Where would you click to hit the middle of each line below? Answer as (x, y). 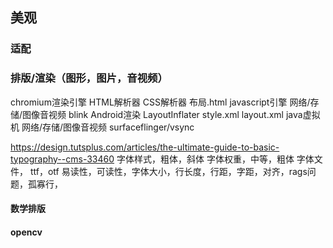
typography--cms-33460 (62, 159)
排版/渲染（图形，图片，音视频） (89, 78)
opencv (26, 232)
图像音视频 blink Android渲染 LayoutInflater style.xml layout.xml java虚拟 (171, 114)
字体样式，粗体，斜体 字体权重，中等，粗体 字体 (215, 159)
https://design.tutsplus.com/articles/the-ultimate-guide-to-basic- (145, 147)
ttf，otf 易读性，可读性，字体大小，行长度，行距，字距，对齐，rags (168, 171)
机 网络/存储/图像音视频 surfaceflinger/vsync (102, 127)
